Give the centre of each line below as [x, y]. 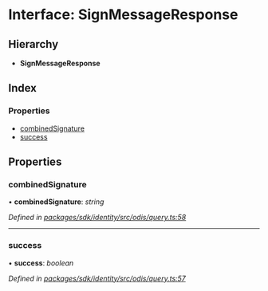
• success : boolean [41, 263]
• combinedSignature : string [56, 202]
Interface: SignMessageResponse [123, 15]
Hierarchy [33, 44]
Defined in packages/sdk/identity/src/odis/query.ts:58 [97, 218]
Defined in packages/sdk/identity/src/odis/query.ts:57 [97, 278]
